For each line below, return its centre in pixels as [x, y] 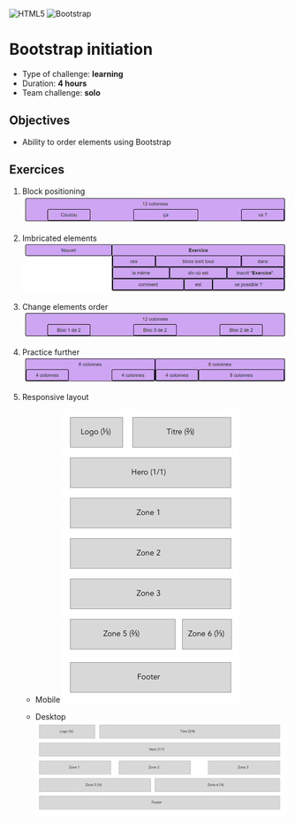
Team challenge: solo [61, 92]
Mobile [48, 700]
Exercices [37, 169]
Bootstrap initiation [81, 50]
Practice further [51, 352]
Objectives [40, 121]
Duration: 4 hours [54, 83]
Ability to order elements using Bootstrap [97, 142]
